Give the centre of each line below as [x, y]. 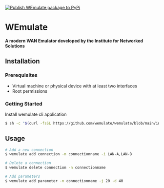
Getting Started [24, 104]
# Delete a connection [28, 163]
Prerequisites [21, 75]
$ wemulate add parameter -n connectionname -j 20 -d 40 [64, 181]
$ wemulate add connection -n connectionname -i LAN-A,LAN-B [69, 154]
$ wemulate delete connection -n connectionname [55, 168]
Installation [22, 61]
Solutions [15, 46]
